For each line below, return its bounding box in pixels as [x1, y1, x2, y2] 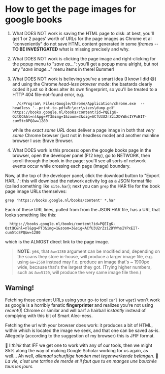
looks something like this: [5, 212, 57, 218]
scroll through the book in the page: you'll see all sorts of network [12, 157, 146, 164]
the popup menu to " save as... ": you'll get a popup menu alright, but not [12, 61, 159, 67]
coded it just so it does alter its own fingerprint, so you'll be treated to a [12, 86, 158, 92]
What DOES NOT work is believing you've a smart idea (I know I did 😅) [12, 76, 157, 82]
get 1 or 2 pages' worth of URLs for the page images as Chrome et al [12, 36, 152, 42]
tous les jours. [5, 363, 33, 369]
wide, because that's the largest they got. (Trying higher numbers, [17, 264, 152, 270]
